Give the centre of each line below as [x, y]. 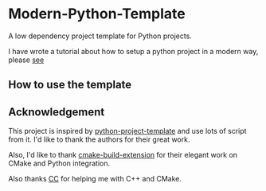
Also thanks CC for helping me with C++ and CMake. [95, 179]
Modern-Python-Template [97, 14]
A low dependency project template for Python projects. [100, 36]
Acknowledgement [57, 112]
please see [26, 60]
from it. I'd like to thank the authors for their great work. [99, 139]
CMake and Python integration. [59, 163]
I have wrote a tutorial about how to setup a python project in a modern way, [133, 51]
